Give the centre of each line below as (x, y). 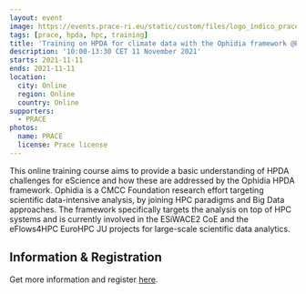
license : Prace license (62, 145)
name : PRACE (41, 137)
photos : (24, 128)
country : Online (48, 102)
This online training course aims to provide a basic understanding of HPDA (149, 170)
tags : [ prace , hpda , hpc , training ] (79, 35)
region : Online (46, 94)
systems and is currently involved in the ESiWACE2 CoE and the (129, 218)
